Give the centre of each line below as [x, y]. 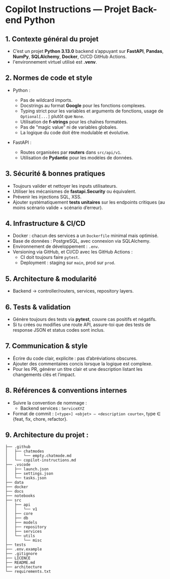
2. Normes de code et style [49, 78]
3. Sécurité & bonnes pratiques [55, 174]
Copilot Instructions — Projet [68, 9]
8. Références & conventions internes [66, 390]
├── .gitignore [21, 554]
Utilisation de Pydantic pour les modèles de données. [77, 157]
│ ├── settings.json [29, 473]
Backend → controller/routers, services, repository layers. [73, 291]
